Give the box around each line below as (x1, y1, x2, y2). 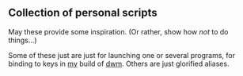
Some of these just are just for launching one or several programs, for (8, 50, 236, 60)
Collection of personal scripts (8, 6, 158, 20)
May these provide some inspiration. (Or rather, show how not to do (8, 27, 229, 36)
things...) (8, 35, 37, 45)
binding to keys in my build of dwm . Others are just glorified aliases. (8, 59, 230, 68)
